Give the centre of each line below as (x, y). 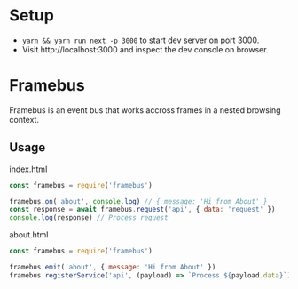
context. (24, 119)
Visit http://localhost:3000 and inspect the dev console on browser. (145, 49)
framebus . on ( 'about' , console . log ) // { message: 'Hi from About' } (138, 201)
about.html (29, 235)
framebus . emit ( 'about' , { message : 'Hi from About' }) (113, 268)
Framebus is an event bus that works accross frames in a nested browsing (145, 110)
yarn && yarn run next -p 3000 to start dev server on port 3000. (141, 40)
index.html (28, 169)
